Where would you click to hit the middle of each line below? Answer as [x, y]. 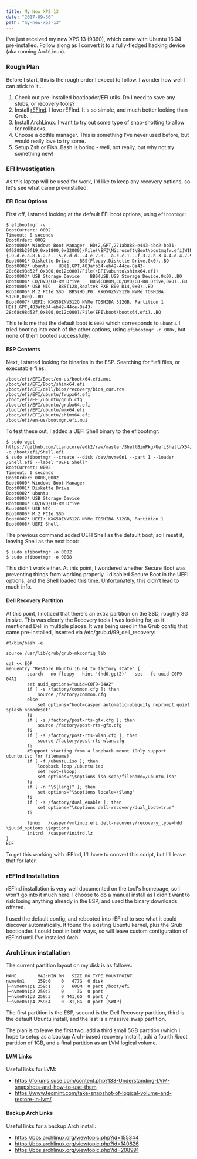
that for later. [21, 861]
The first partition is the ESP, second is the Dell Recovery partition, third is [95, 1013]
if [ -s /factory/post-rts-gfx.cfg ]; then [81, 720]
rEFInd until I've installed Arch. [43, 937]
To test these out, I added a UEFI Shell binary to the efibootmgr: [83, 431]
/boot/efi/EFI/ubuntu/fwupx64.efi [48, 395]
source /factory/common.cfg [72, 694]
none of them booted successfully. [48, 336]
